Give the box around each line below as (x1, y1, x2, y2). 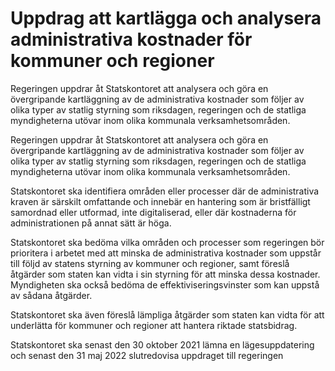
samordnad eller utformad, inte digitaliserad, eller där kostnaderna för (10, 206, 297, 218)
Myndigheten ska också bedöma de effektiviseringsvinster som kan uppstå (10, 278, 320, 291)
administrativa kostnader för (10, 28, 253, 51)
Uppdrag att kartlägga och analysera (10, 7, 322, 30)
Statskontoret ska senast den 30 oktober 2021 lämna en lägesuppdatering (10, 338, 315, 351)
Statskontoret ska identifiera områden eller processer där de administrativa (10, 185, 320, 197)
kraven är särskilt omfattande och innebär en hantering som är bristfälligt (10, 195, 311, 207)
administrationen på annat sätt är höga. (10, 217, 172, 229)
